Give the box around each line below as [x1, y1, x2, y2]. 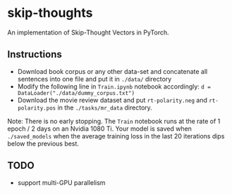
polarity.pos [17, 104, 56, 112]
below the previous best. [7, 139, 80, 148]
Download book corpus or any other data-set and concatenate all [17, 67, 208, 75]
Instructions [7, 48, 62, 60]
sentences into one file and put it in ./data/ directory [17, 75, 172, 83]
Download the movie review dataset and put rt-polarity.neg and [17, 96, 208, 104]
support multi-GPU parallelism [17, 178, 106, 187]
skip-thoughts [7, 5, 93, 21]
